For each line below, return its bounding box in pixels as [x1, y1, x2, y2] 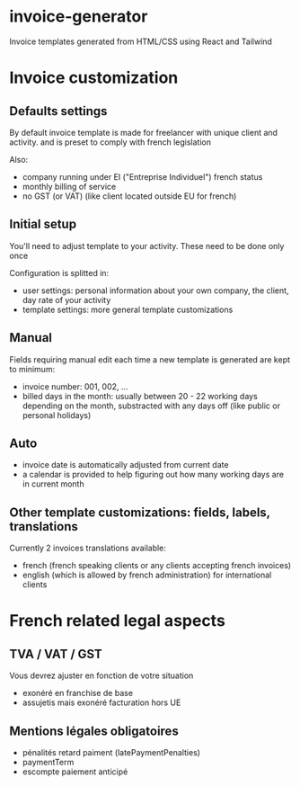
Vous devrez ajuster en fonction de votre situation [9, 670, 194, 681]
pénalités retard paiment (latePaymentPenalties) [22, 747, 200, 757]
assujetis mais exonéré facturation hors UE [22, 697, 181, 708]
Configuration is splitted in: [9, 267, 110, 278]
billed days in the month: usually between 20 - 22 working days [22, 390, 258, 401]
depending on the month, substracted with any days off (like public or [22, 400, 281, 411]
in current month [22, 478, 84, 489]
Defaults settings [9, 103, 108, 119]
